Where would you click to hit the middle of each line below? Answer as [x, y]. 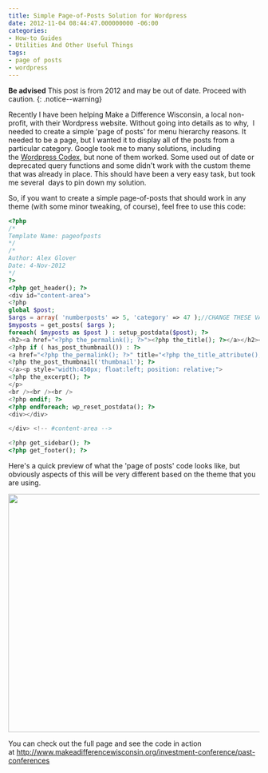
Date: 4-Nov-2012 [37, 265]
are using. [25, 483]
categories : [28, 30]
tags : [17, 53]
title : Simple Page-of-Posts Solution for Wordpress [98, 16]
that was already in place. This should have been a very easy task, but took [132, 173]
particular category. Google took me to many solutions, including [114, 148]
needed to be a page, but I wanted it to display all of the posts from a [122, 140]
